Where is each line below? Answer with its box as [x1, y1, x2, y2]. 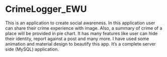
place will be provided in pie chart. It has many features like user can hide [5, 30, 158, 36]
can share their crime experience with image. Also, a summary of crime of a [5, 25, 162, 31]
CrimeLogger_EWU [5, 3, 87, 15]
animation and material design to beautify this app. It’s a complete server [5, 41, 156, 47]
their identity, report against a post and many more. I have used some [5, 36, 149, 42]
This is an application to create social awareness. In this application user [5, 20, 155, 26]
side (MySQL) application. [5, 46, 59, 52]
